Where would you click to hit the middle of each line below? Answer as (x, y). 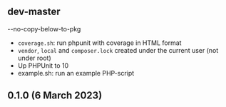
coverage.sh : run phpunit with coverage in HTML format (99, 43)
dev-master (34, 12)
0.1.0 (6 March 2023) (55, 96)
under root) (34, 58)
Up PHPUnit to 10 (43, 65)
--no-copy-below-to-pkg (44, 29)
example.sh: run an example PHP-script (76, 73)
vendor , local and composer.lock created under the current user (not (118, 50)
